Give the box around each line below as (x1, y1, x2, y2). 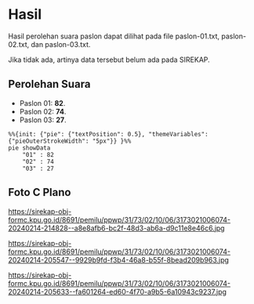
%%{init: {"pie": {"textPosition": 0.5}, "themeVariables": (8, 130, 209, 138)
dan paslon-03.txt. (31, 39, 91, 49)
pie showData (8, 143, 51, 152)
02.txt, (8, 39, 30, 49)
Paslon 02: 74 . (19, 107, 67, 116)
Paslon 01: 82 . (19, 98, 66, 107)
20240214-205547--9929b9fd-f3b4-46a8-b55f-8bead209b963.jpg (8, 255, 230, 264)
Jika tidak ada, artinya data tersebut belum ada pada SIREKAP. (8, 55, 210, 64)
